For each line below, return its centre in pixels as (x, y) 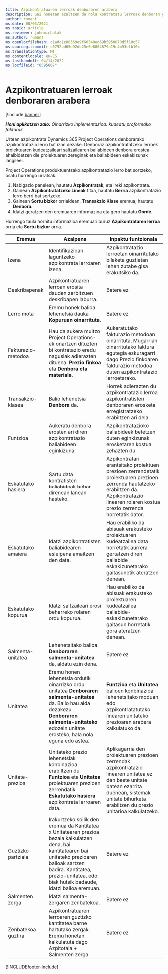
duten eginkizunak (128, 438)
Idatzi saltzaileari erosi (75, 606)
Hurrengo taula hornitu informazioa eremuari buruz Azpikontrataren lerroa (83, 222)
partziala (18, 857)
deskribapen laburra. (73, 299)
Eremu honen (64, 672)
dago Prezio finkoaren (132, 359)
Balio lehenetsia (67, 399)
